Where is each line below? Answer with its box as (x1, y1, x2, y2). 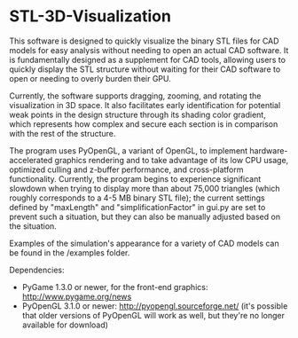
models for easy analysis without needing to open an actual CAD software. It (9, 44, 289, 55)
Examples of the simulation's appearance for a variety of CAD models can (9, 238, 279, 248)
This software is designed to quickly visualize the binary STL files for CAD (9, 35, 279, 46)
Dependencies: (9, 264, 65, 275)
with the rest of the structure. (9, 128, 116, 138)
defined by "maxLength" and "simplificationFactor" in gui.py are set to (9, 201, 266, 212)
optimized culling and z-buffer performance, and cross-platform (9, 164, 244, 175)
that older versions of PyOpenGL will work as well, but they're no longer (21, 310, 286, 320)
